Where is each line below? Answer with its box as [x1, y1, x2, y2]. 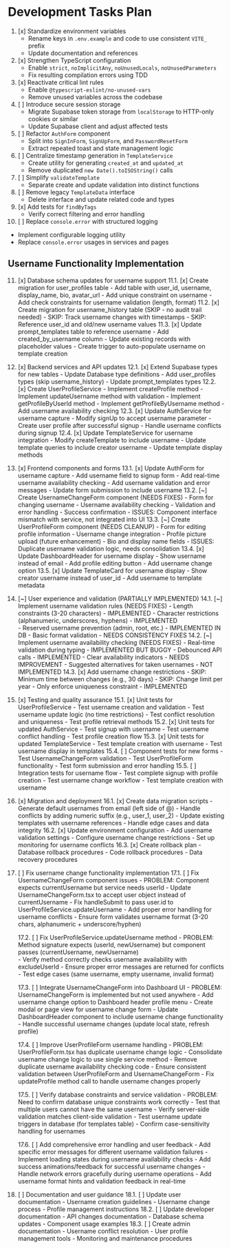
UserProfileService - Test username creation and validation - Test [17, 703, 205, 711]
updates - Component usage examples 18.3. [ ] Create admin [17, 1219, 191, 1228]
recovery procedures [17, 855, 78, 863]
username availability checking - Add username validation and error [17, 478, 210, 486]
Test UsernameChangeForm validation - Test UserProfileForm [17, 754, 193, 762]
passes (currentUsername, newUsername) [17, 948, 139, 956]
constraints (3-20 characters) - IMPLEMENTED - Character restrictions [17, 609, 219, 617]
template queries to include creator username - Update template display [17, 443, 223, 451]
